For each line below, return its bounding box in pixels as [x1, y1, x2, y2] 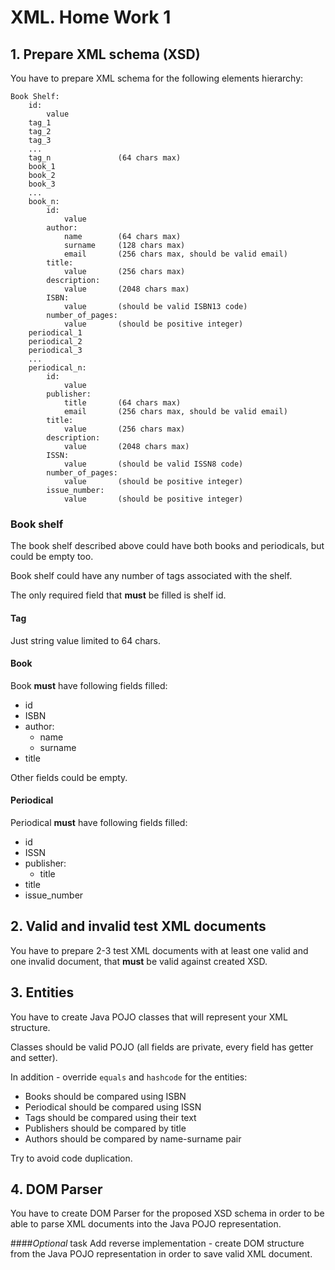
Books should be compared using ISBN [24, 1090, 187, 1102]
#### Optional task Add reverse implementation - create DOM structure [10, 1237, 305, 1250]
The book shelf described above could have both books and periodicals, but [10, 540, 325, 552]
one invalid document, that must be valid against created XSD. [10, 955, 268, 967]
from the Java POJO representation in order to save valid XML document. [10, 1248, 313, 1260]
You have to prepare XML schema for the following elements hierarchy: [10, 72, 304, 84]
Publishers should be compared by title [24, 1122, 187, 1134]
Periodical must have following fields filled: [10, 816, 188, 828]
